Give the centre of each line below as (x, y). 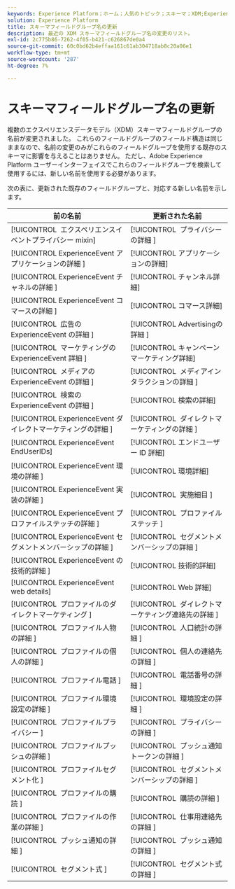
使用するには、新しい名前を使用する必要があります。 (84, 173)
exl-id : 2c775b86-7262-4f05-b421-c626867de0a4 (76, 40)
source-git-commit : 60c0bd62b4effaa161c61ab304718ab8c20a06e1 (100, 46)
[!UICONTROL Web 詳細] (171, 587)
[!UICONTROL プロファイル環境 (64, 699)
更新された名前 (177, 216)
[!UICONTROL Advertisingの (177, 324)
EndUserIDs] (32, 451)
